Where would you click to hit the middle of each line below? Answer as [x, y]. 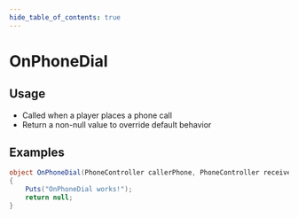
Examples [37, 153]
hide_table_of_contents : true [65, 17]
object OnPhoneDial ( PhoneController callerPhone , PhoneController [134, 173]
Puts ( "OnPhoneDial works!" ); [79, 190]
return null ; [49, 198]
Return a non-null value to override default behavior [117, 124]
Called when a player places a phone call [97, 115]
